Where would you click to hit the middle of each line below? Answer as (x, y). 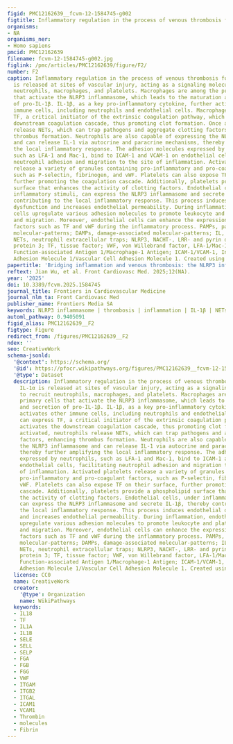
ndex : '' (20, 343)
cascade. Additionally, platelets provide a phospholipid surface (118, 491)
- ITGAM (25, 684)
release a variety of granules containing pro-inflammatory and (108, 168)
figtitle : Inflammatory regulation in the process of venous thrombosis (114, 20)
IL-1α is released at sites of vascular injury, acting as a (110, 388)
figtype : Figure (31, 330)
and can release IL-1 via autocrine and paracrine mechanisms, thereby (119, 143)
